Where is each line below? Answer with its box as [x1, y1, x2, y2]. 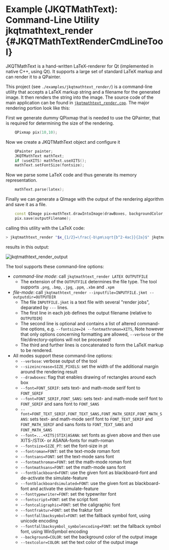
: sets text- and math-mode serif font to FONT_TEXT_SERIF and [27, 416, 153, 422]
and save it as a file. [6, 202, 47, 208]
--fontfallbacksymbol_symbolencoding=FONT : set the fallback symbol [20, 523, 161, 529]
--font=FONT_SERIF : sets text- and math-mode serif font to [20, 385, 141, 391]
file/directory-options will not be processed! [20, 336, 112, 342]
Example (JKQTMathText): [6, 4, 118, 15]
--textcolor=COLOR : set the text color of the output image [20, 539, 138, 545]
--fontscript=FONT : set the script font [20, 496, 98, 502]
